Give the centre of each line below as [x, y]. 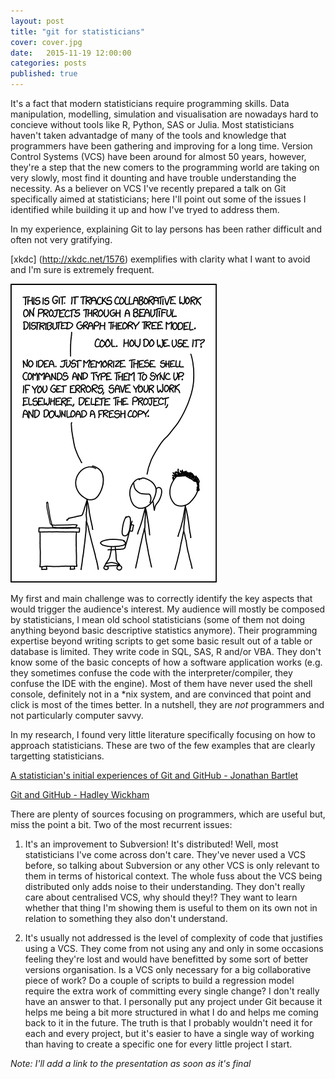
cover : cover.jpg [46, 42]
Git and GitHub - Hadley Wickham [80, 794]
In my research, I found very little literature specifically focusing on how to [163, 734]
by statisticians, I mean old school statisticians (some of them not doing [158, 619]
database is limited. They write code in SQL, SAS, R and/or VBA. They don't [166, 651]
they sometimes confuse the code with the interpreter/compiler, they [151, 673]
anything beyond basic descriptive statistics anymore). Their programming [164, 630]
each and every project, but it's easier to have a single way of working [169, 1033]
